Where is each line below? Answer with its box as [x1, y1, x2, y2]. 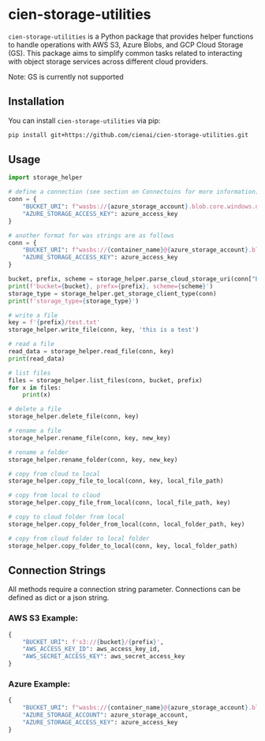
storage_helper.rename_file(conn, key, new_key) [8, 434, 171, 442]
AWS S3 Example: [8, 613, 79, 624]
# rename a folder [8, 448, 69, 456]
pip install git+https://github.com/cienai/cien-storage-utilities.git [8, 131, 248, 139]
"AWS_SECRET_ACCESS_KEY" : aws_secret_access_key [22, 653, 185, 661]
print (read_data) [8, 355, 65, 363]
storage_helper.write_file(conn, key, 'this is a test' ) [8, 326, 200, 334]
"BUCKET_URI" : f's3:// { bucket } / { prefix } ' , [22, 638, 164, 646]
